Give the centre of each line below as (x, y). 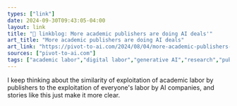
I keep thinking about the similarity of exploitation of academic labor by (110, 80)
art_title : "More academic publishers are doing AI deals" (96, 40)
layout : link (26, 27)
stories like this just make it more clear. (64, 95)
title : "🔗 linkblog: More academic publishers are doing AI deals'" (110, 34)
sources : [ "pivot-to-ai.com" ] (52, 54)
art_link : (22, 47)
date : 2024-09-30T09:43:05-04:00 (56, 20)
